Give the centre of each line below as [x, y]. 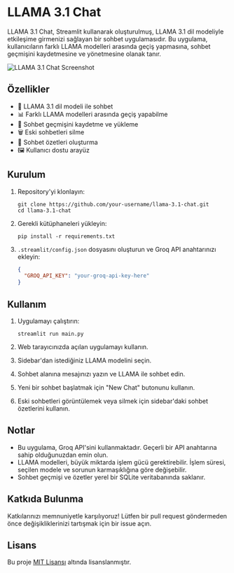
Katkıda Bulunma [46, 499]
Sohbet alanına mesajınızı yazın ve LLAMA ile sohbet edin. [101, 374]
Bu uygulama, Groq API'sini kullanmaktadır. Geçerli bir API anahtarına [117, 447]
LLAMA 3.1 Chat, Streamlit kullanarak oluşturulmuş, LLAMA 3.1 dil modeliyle [116, 31]
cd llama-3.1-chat [44, 211]
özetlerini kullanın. [43, 409]
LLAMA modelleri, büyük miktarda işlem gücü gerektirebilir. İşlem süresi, [122, 462]
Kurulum [27, 175]
